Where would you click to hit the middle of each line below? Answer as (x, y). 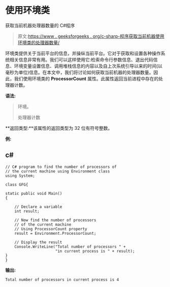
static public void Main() (34, 193)
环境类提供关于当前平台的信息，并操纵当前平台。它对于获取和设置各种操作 (83, 53)
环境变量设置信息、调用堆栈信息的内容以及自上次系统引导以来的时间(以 (88, 66)
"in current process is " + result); (95, 251)
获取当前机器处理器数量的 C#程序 (40, 25)
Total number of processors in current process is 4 (62, 279)
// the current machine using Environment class (58, 171)
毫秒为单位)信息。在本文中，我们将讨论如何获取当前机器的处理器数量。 (79, 72)
